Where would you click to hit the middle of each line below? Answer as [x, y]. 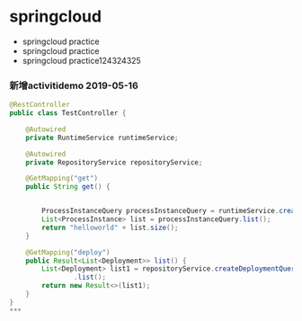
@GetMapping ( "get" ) [62, 178]
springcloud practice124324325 [81, 60]
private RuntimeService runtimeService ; [102, 138]
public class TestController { [68, 113]
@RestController [40, 105]
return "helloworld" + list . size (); [110, 227]
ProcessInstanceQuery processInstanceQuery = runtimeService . [160, 211]
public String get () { [68, 187]
